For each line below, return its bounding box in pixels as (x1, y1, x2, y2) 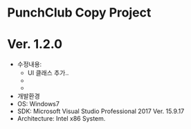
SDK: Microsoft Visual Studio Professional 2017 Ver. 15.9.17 (17, 107, 185, 115)
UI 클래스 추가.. (27, 69, 69, 77)
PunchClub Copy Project (7, 5, 152, 21)
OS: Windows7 (17, 100, 60, 108)
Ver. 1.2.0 (7, 37, 63, 52)
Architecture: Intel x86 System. (17, 115, 106, 123)
